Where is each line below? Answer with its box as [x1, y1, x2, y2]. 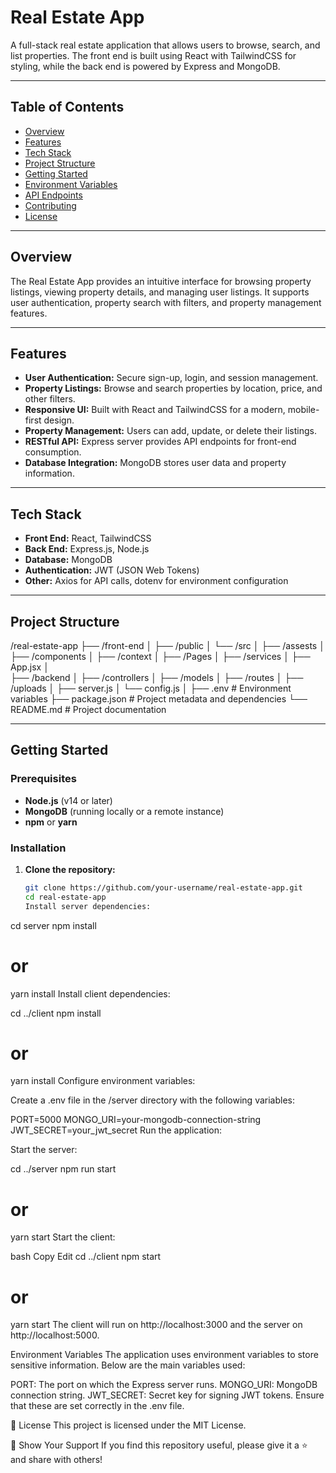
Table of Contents [10, 99, 125, 116]
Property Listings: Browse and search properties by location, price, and [24, 382, 323, 395]
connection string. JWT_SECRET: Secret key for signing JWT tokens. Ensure [10, 1389, 325, 1401]
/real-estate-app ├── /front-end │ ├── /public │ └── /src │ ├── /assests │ [10, 640, 325, 651]
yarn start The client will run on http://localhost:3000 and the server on [10, 1319, 303, 1331]
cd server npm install [10, 919, 97, 931]
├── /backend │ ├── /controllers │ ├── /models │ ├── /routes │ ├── [10, 672, 304, 683]
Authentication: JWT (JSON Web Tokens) [24, 564, 200, 576]
